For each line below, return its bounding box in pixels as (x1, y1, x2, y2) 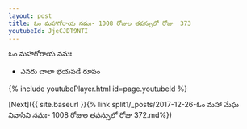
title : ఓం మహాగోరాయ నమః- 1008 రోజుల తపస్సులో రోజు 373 (8, 19, 191, 27)
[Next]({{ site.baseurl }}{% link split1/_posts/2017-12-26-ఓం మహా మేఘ (8, 100, 240, 110)
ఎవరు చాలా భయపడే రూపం (19, 66, 101, 77)
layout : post (8, 11, 52, 20)
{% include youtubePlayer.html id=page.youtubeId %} (8, 84, 188, 94)
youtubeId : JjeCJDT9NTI (8, 27, 89, 35)
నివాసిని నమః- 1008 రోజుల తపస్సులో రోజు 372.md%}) (8, 110, 172, 120)
